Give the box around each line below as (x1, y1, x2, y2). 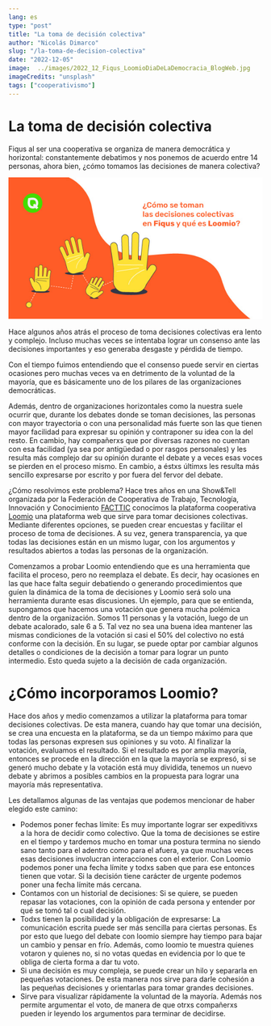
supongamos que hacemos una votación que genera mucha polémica (8, 605, 240, 614)
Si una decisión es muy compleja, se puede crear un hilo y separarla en (19, 966, 258, 976)
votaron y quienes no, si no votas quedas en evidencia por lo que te (19, 948, 246, 958)
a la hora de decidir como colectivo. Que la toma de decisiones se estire (19, 829, 261, 838)
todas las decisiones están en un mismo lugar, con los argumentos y (8, 538, 236, 547)
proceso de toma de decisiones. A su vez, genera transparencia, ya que (8, 529, 248, 538)
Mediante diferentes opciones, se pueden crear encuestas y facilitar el (8, 520, 244, 530)
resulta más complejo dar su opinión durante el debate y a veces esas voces (8, 453, 263, 462)
